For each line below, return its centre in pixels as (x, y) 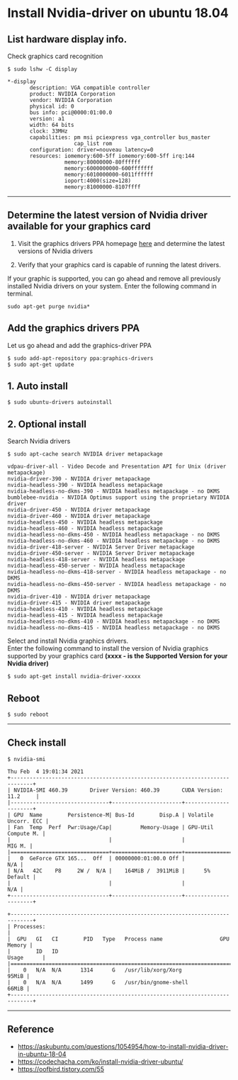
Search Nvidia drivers (39, 441)
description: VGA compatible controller (90, 88)
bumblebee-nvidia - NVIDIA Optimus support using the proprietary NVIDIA (119, 497)
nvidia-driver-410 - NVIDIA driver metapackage (79, 597)
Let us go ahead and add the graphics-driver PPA (80, 345)
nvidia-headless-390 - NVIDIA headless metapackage (85, 485)
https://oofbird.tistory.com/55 (61, 1069)
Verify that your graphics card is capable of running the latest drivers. (119, 264)
